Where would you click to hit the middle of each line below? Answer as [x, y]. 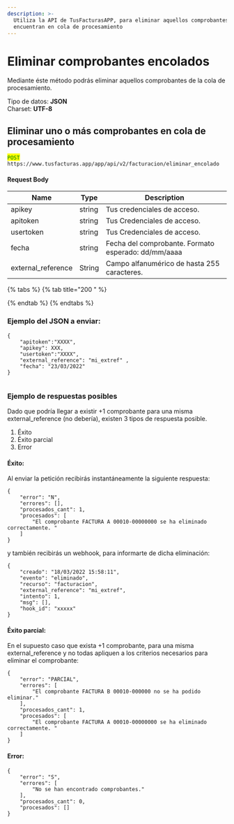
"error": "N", [40, 498]
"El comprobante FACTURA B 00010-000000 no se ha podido [116, 692]
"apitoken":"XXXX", [48, 342]
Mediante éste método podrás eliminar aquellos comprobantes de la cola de [116, 80]
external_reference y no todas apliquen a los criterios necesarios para [108, 653]
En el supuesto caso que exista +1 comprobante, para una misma [101, 646]
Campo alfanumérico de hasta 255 [163, 264]
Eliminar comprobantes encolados [109, 61]
